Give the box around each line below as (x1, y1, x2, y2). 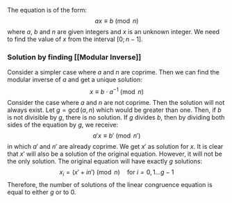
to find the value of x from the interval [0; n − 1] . (7, 35, 144, 43)
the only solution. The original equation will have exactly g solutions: (7, 156, 203, 165)
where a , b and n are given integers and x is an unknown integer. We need (7, 28, 220, 35)
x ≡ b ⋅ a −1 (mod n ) (89, 86, 144, 96)
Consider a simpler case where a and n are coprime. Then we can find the (7, 68, 220, 76)
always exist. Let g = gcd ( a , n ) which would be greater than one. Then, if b (7, 106, 222, 114)
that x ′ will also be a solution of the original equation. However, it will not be (7, 149, 222, 158)
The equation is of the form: (7, 6, 88, 14)
